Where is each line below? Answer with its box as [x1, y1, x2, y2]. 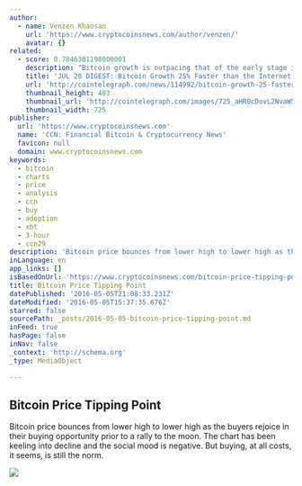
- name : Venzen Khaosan [17, 22, 106, 31]
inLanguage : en [9, 256, 67, 265]
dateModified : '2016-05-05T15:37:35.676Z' [9, 298, 171, 307]
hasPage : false [9, 331, 67, 340]
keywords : [9, 155, 47, 165]
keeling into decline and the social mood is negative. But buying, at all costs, [9, 440, 292, 451]
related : [9, 47, 42, 56]
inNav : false [9, 339, 58, 348]
